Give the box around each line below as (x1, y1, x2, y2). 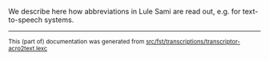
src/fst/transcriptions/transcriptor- (145, 38, 241, 46)
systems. (43, 15, 74, 24)
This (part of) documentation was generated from (8, 38, 145, 46)
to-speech (8, 15, 42, 24)
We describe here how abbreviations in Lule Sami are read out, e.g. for (8, 7, 242, 16)
